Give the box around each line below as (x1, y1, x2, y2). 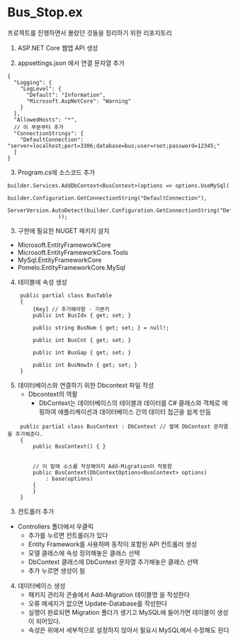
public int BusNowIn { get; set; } (33, 361, 138, 368)
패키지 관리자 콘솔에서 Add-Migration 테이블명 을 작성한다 (28, 590, 190, 599)
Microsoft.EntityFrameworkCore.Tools (17, 248, 129, 256)
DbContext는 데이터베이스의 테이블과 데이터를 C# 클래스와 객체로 (38, 398, 221, 407)
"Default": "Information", (25, 91, 106, 98)
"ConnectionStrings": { (13, 130, 84, 137)
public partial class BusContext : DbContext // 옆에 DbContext (20, 423, 211, 430)
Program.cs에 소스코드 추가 (17, 168, 96, 176)
